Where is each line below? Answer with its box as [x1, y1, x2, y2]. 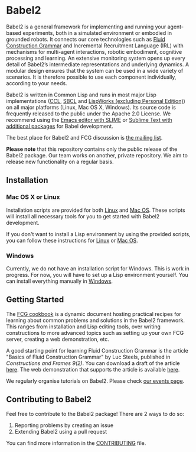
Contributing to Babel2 [6, 395, 92, 405]
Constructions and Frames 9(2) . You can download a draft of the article [6, 359, 180, 367]
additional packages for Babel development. [6, 122, 113, 130]
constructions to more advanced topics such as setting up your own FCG [6, 329, 184, 336]
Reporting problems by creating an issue [14, 421, 114, 429]
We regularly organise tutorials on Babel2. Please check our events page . [6, 377, 185, 385]
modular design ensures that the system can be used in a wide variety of [6, 67, 184, 74]
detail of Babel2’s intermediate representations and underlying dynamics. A [6, 60, 190, 68]
